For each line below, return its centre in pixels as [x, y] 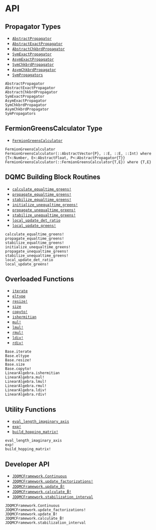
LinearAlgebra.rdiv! [26, 395]
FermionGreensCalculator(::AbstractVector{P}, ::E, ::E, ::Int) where [78, 154]
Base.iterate [18, 352]
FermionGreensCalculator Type [54, 128]
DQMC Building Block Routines [53, 177]
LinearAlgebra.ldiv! [26, 390]
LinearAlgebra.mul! [25, 377]
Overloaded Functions [39, 279]
